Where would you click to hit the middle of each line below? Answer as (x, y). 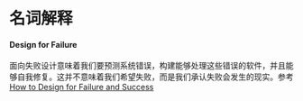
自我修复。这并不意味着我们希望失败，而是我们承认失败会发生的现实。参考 (155, 77)
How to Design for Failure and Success (82, 87)
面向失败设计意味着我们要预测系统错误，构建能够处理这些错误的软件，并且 (147, 66)
